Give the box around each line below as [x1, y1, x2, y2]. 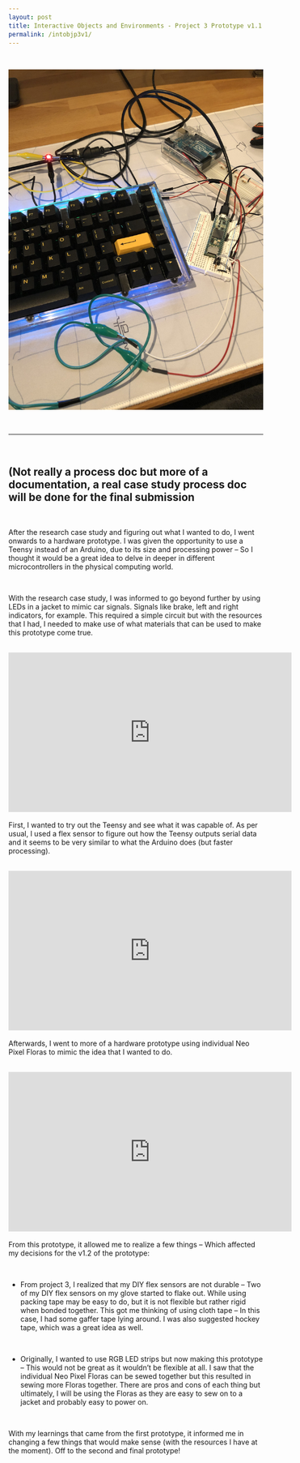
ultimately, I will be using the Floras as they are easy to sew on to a [19, 1388, 243, 1398]
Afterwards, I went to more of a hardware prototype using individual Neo [8, 1038, 250, 1049]
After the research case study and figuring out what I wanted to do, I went [8, 528, 255, 537]
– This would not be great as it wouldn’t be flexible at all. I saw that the [19, 1362, 255, 1373]
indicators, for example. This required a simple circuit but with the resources [8, 610, 263, 620]
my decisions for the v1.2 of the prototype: [8, 1248, 150, 1258]
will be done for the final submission [8, 490, 196, 504]
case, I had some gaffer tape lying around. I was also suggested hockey [19, 1314, 260, 1324]
